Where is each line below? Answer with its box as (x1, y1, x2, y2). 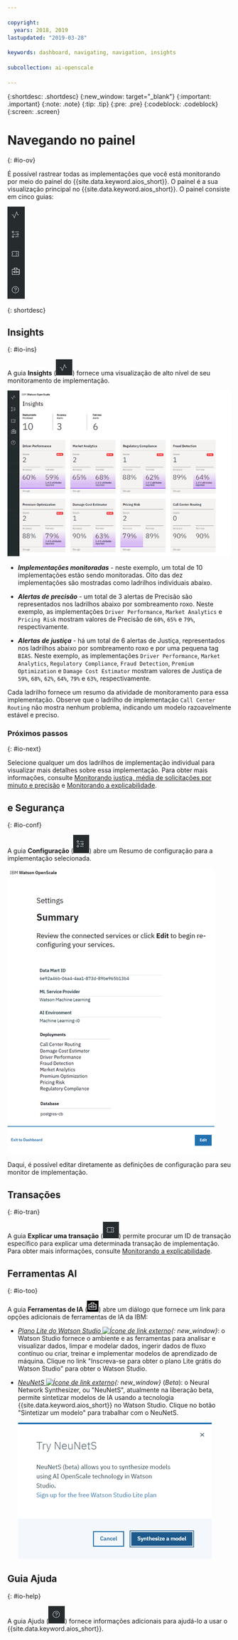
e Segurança (7, 801, 65, 814)
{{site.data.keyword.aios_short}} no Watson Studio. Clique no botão (17, 1401, 216, 1409)
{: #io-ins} (7, 346, 38, 354)
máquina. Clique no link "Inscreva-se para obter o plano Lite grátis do (17, 1356, 222, 1365)
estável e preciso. (7, 711, 60, 720)
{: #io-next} (7, 744, 41, 753)
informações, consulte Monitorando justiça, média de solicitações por (7, 774, 212, 782)
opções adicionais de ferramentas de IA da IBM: (7, 1312, 148, 1321)
